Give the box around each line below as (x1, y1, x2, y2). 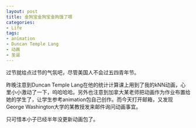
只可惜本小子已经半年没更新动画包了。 (6, 115, 98, 123)
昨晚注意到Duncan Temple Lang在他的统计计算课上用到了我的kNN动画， (6, 81, 181, 88)
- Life (6, 25, 22, 31)
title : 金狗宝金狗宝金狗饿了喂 (6, 14, 73, 20)
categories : (6, 19, 35, 25)
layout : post (6, 8, 38, 15)
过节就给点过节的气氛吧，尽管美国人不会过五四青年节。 (6, 68, 139, 76)
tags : (6, 30, 19, 36)
